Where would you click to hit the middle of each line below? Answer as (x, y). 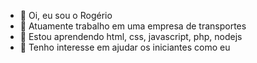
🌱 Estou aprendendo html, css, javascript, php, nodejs (131, 36)
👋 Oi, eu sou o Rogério (66, 15)
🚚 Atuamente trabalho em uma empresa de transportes (133, 26)
